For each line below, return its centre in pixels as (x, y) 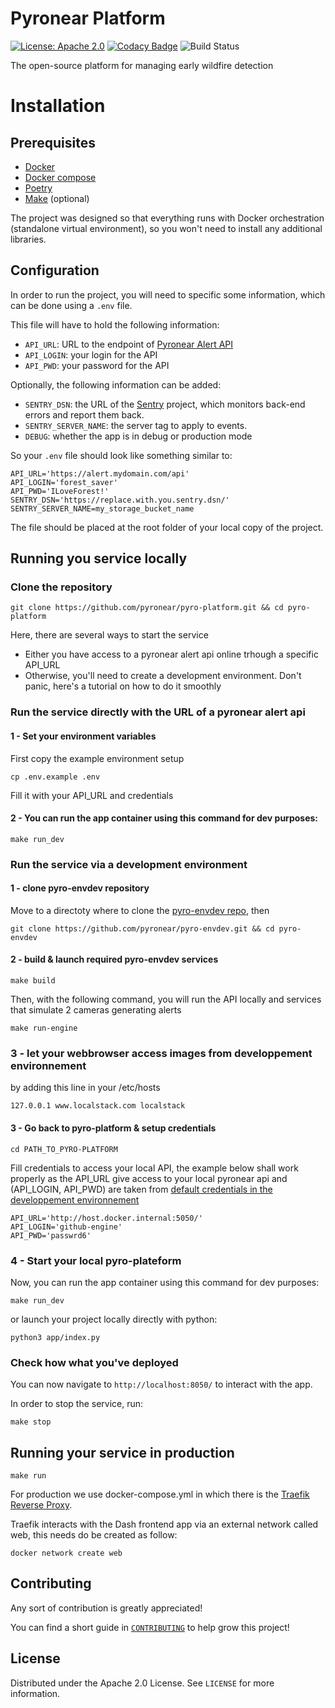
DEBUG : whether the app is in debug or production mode (138, 436)
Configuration (55, 270)
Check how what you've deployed (94, 1362)
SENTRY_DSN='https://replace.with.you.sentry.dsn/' (120, 500)
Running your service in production (122, 1452)
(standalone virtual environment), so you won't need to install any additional (166, 228)
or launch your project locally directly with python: (114, 1319)
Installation (58, 106)
